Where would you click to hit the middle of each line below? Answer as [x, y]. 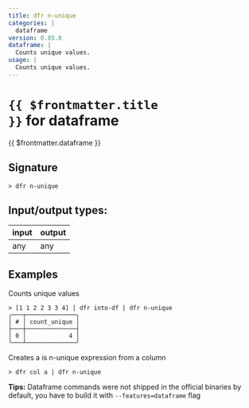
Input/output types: [58, 210]
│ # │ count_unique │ [44, 322]
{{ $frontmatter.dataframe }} [54, 142]
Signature [33, 168]
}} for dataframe [64, 120]
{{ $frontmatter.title [83, 105]
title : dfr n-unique [43, 16]
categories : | [32, 23]
